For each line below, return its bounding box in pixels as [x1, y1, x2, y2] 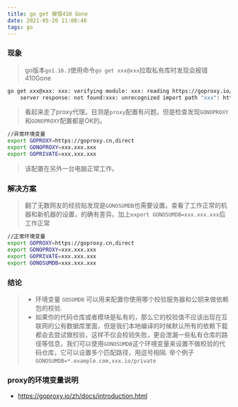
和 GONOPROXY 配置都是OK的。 [24, 116, 106, 125]
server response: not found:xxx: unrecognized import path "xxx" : [20, 94, 220, 101]
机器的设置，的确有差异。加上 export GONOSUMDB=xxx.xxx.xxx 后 [43, 210, 226, 218]
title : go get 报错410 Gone [7, 10, 89, 18]
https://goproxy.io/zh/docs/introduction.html [17, 391, 147, 401]
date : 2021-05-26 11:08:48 [7, 17, 87, 24]
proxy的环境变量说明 [7, 375, 79, 385]
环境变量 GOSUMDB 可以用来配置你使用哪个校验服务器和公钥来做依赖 [35, 295, 229, 303]
